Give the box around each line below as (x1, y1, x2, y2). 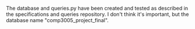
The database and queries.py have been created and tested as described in (6, 5, 189, 11)
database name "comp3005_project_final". (6, 17, 109, 23)
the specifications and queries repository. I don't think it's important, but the (6, 11, 189, 18)
